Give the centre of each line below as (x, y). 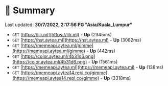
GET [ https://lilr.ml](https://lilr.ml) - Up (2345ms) (62, 34)
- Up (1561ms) (103, 61)
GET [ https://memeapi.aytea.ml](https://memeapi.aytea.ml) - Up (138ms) (88, 67)
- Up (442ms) (101, 51)
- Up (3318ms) (116, 78)
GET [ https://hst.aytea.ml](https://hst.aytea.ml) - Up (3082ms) (77, 40)
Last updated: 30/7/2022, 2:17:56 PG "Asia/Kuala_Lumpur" (68, 25)
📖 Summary (30, 10)
